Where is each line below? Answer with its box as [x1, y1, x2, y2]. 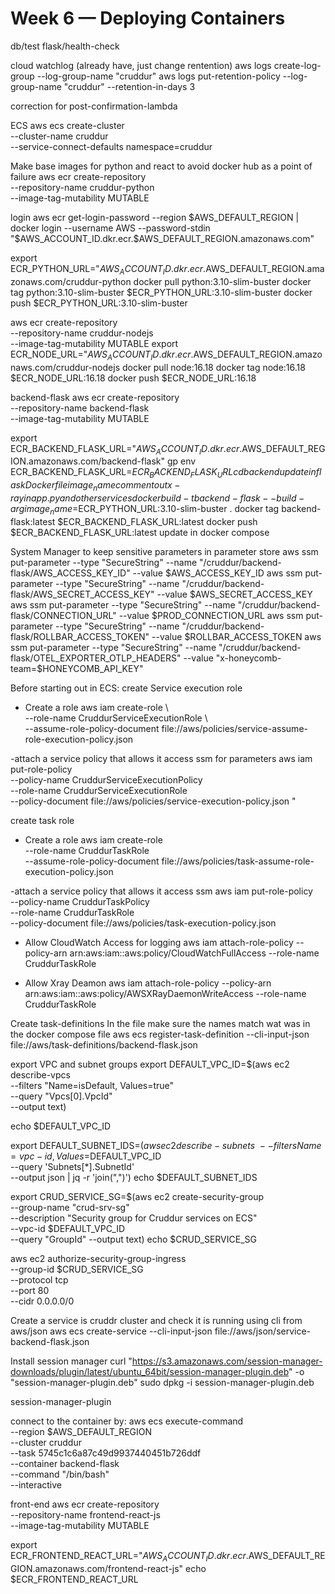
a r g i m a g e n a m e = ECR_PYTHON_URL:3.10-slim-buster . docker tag [10, 502, 280, 517]
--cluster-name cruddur [10, 130, 109, 142]
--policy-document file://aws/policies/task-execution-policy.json [10, 917, 277, 929]
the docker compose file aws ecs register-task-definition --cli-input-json [10, 1028, 310, 1040]
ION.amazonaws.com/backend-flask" [10, 455, 166, 467]
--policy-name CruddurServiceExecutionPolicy [10, 773, 203, 786]
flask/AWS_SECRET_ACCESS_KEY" [10, 588, 155, 600]
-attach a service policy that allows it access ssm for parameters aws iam [10, 752, 313, 764]
